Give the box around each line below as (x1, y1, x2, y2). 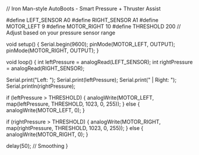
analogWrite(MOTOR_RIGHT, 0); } (6, 131, 89, 138)
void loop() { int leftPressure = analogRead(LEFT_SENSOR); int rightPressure (6, 59, 193, 65)
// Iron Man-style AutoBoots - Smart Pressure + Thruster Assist (6, 5, 161, 12)
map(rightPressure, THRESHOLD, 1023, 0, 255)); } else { (6, 125, 144, 131)
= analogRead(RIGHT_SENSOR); (6, 65, 85, 72)
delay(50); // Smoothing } (6, 143, 68, 149)
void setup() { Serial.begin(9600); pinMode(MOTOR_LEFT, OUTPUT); (6, 41, 175, 48)
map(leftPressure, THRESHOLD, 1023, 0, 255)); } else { (6, 100, 140, 107)
